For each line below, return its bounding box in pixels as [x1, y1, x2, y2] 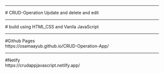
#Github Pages [5, 38, 35, 44]
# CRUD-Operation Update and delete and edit [5, 10, 99, 15]
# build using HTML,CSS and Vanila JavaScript [5, 24, 99, 29]
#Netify [5, 57, 20, 63]
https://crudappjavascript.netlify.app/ [5, 62, 81, 68]
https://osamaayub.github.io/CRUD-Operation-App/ [5, 43, 109, 49]
